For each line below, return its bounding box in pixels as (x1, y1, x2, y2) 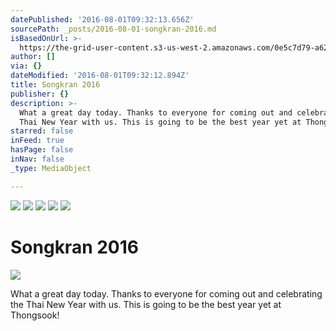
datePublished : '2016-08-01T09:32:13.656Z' (10, 14, 195, 25)
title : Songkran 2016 (10, 80, 101, 90)
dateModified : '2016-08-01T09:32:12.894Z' (10, 71, 190, 81)
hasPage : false (10, 145, 74, 155)
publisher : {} (10, 89, 70, 99)
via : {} (10, 61, 43, 71)
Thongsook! (10, 309, 60, 321)
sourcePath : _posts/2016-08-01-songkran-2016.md (10, 24, 217, 34)
